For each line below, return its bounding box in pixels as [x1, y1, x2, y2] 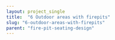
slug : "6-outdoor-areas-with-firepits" [6, 19, 105, 25]
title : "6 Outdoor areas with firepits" [6, 14, 111, 20]
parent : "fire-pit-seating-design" [6, 25, 95, 31]
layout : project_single [6, 8, 66, 15]
